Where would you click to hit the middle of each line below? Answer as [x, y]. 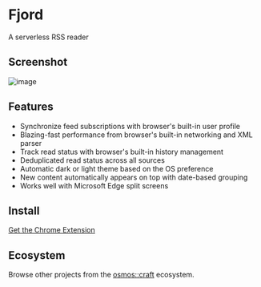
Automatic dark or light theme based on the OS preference [116, 168]
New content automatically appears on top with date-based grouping [134, 177]
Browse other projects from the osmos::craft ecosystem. [101, 275]
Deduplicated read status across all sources [92, 160]
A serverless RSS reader [49, 37]
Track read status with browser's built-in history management [122, 152]
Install [24, 210]
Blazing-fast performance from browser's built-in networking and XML [137, 135]
